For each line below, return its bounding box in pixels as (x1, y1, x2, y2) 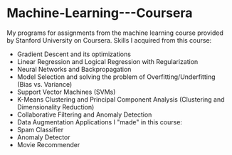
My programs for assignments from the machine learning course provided (6, 28, 223, 37)
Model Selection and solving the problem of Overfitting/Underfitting (16, 73, 216, 81)
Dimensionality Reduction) (16, 102, 95, 111)
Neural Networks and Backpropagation (16, 65, 132, 73)
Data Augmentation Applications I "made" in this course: (16, 117, 183, 126)
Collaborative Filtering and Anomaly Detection (16, 110, 152, 119)
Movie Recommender (16, 140, 80, 149)
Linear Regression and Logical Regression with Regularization (16, 57, 199, 65)
